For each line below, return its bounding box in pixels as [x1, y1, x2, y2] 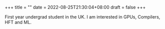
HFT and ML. [5, 19, 32, 25]
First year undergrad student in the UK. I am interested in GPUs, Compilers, [5, 14, 160, 19]
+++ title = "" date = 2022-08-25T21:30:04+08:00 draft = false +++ [5, 4, 146, 10]
